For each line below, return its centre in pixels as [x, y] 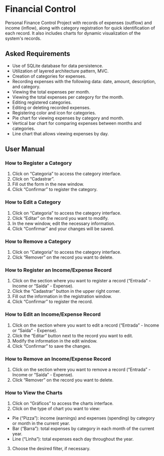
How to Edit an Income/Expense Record [53, 314]
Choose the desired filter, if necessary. [51, 449]
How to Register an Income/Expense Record [58, 270]
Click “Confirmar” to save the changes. [52, 346]
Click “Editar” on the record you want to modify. [60, 218]
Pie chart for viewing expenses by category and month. [68, 118]
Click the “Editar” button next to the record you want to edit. [72, 335]
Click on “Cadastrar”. [33, 179]
